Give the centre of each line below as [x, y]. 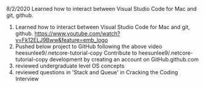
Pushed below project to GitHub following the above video [88, 46]
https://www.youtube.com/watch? [77, 33]
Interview [27, 79]
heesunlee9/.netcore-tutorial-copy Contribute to [76, 53]
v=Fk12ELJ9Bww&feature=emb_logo [61, 40]
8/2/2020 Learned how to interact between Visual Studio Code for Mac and [102, 9]
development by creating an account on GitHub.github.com [124, 59]
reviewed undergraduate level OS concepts [70, 66]
